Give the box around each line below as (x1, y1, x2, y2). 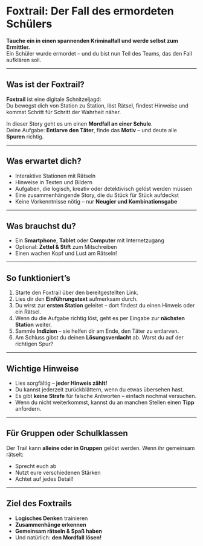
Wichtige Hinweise (6, 364, 79, 374)
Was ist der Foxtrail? (6, 80, 85, 90)
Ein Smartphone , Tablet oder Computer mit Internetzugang (14, 237, 164, 244)
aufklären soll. (6, 56, 42, 63)
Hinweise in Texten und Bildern (14, 178, 92, 185)
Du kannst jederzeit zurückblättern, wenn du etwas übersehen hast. (14, 386, 184, 393)
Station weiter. (14, 321, 53, 329)
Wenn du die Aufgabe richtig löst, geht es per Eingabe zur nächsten (14, 315, 185, 322)
